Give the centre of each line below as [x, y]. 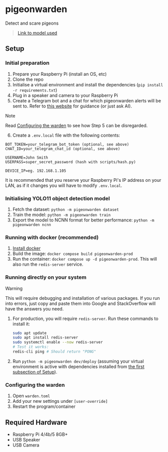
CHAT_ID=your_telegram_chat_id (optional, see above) [63, 149]
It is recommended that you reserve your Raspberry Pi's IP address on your [83, 180]
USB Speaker [26, 440]
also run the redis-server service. [48, 264]
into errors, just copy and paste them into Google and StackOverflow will [80, 303]
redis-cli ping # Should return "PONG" [54, 352]
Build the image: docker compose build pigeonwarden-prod [73, 254]
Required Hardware [36, 422]
